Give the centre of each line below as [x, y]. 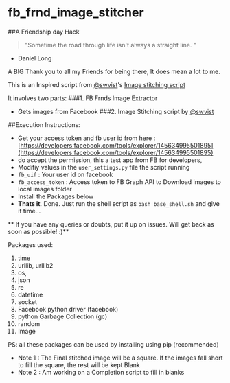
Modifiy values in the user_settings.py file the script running [104, 167]
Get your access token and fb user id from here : [87, 138]
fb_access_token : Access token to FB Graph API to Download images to [119, 182]
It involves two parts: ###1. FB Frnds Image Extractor [83, 98]
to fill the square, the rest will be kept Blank [79, 364]
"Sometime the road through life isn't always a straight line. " [111, 45]
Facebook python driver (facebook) [68, 309]
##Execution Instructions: [44, 124]
